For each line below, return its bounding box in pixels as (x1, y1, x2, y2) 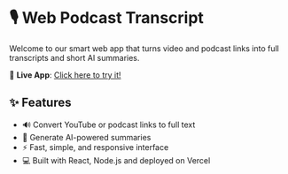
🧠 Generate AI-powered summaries (21, 132, 152, 142)
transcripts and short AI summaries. (9, 52, 140, 63)
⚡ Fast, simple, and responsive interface (21, 141, 169, 152)
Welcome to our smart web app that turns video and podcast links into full (9, 42, 279, 54)
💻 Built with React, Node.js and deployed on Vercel (21, 155, 211, 165)
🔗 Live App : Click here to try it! (9, 69, 121, 80)
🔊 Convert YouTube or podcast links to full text (21, 119, 196, 130)
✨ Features (9, 95, 72, 110)
